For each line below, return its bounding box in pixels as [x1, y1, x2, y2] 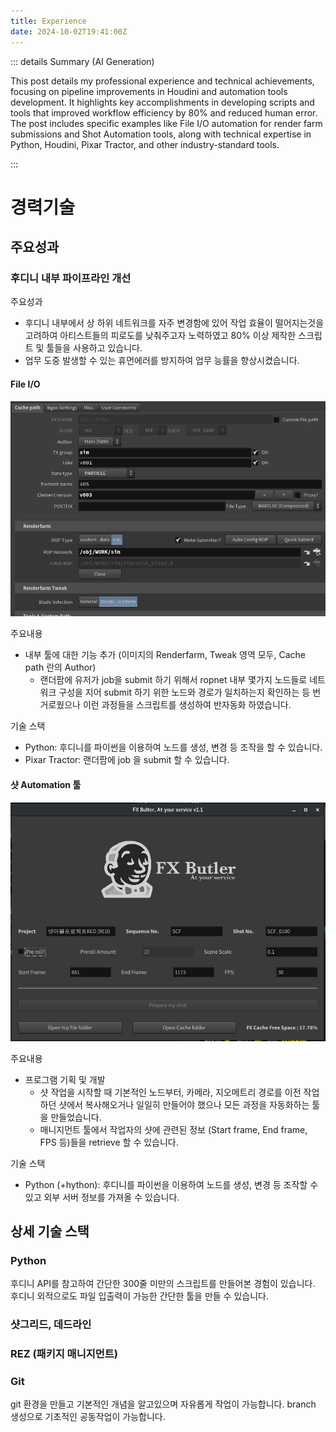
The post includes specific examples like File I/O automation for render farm [10, 117, 323, 129]
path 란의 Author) [24, 661, 97, 674]
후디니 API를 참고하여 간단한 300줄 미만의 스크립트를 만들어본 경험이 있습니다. [10, 1278, 316, 1290]
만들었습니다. [50, 1111, 102, 1123]
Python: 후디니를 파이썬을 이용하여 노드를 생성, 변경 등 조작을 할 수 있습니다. [24, 741, 323, 754]
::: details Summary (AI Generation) [10, 55, 155, 67]
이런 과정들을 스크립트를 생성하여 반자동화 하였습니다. [82, 699, 292, 711]
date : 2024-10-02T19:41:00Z [10, 26, 128, 37]
